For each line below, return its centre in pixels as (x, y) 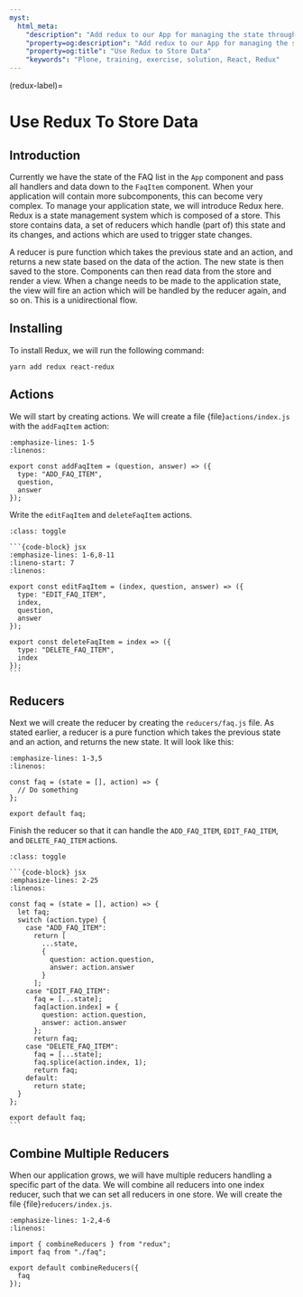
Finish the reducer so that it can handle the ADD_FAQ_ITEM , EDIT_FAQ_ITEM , (144, 831)
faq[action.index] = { (76, 1007)
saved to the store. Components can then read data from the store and (141, 271)
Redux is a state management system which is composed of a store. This (145, 215)
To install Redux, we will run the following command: (107, 350)
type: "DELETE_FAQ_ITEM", (66, 650)
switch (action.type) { (62, 920)
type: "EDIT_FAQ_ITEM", (62, 594)
